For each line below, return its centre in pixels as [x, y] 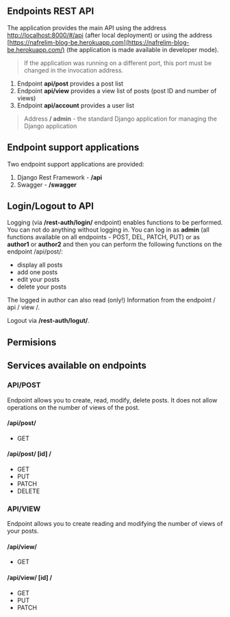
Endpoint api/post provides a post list [70, 83]
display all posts [40, 265]
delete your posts [42, 287]
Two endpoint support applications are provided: [76, 164]
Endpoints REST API [51, 11]
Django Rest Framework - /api [60, 177]
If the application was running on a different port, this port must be [118, 63]
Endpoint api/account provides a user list [76, 105]
